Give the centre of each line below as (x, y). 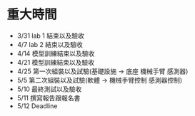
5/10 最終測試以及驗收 (49, 89)
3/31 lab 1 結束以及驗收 (51, 36)
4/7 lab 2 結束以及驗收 (50, 44)
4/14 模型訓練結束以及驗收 (56, 53)
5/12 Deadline (37, 106)
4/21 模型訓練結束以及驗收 (56, 62)
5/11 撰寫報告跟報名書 (49, 97)
